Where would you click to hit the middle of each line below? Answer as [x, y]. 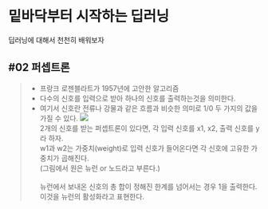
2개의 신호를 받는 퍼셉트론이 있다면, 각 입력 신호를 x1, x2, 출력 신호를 [146, 128]
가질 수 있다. [59, 118]
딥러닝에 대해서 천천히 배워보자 [57, 40]
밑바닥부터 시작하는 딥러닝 [89, 16]
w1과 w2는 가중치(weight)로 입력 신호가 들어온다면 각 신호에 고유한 [144, 148]
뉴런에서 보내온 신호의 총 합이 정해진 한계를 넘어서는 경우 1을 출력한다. [148, 186]
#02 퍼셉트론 [39, 67]
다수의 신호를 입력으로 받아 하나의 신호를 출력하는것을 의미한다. [138, 98]
